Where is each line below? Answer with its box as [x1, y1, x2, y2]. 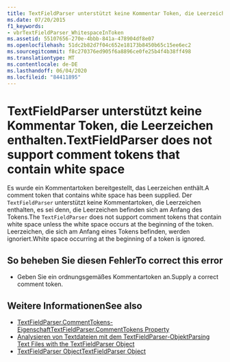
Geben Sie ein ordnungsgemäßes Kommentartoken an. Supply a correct [16, 273, 219, 281]
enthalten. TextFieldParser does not [7, 132, 212, 148]
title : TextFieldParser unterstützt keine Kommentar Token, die [7, 10, 194, 17]
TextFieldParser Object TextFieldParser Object [16, 347, 146, 355]
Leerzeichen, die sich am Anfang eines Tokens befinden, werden [7, 227, 190, 236]
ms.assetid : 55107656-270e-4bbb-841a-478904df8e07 [7, 36, 155, 42]
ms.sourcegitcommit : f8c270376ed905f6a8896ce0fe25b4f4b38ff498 [7, 49, 192, 55]
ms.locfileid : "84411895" [7, 73, 81, 81]
